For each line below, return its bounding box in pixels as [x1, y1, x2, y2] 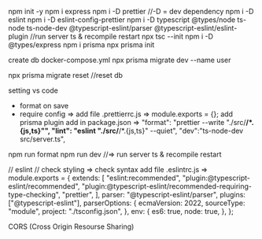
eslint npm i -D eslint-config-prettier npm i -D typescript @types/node [8, 15, 236, 24]
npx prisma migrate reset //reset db [8, 71, 124, 79]
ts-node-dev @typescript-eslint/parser [26, 24, 153, 32]
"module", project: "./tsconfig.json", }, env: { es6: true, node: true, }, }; [8, 207, 234, 215]
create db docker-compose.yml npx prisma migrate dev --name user [8, 55, 231, 64]
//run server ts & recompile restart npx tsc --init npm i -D [30, 31, 214, 41]
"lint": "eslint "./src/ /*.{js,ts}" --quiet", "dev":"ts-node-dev [51, 126, 244, 135]
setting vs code [8, 86, 59, 95]
